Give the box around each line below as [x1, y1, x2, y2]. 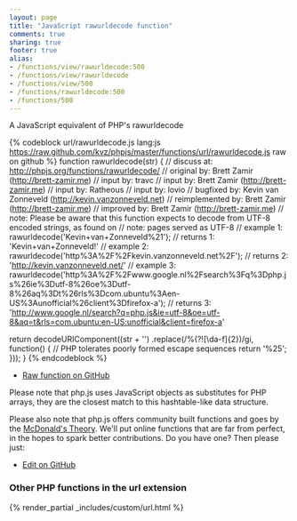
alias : [9, 54, 34, 63]
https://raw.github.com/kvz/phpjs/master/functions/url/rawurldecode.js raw [9, 147, 287, 157]
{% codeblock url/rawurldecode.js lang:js [9, 137, 162, 148]
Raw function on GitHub [21, 370, 110, 381]
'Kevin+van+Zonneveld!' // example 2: [9, 241, 149, 252]
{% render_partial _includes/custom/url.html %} [9, 501, 184, 512]
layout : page [9, 12, 58, 22]
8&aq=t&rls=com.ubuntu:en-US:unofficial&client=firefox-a [9, 317, 222, 327]
